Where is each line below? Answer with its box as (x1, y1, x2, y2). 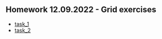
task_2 (14, 27, 31, 34)
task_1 (14, 20, 30, 27)
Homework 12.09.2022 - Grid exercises (5, 5, 157, 15)
